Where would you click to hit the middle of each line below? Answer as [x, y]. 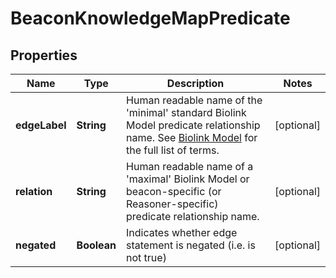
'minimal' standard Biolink [186, 112]
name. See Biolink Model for [192, 137]
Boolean [96, 245]
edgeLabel [41, 125]
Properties [44, 55]
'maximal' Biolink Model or [188, 179]
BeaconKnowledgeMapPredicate [150, 18]
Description [195, 83]
